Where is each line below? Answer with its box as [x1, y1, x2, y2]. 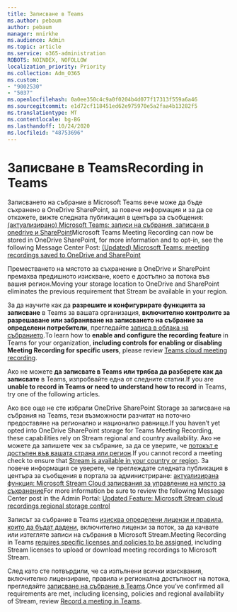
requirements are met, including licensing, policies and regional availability [7, 589, 224, 598]
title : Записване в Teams [7, 10, 83, 18]
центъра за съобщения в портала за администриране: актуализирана [7, 472, 219, 480]
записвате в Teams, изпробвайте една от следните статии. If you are [7, 375, 214, 384]
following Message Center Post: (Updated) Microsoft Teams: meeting [7, 243, 209, 252]
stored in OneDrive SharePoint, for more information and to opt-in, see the [7, 235, 224, 245]
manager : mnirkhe [7, 30, 59, 38]
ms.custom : [7, 76, 40, 84]
